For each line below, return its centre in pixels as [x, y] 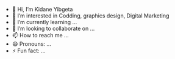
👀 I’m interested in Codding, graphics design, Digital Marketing [91, 16]
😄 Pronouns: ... [32, 44]
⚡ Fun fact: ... [29, 51]
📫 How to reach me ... [40, 35]
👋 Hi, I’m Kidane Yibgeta [42, 9]
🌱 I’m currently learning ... [45, 22]
